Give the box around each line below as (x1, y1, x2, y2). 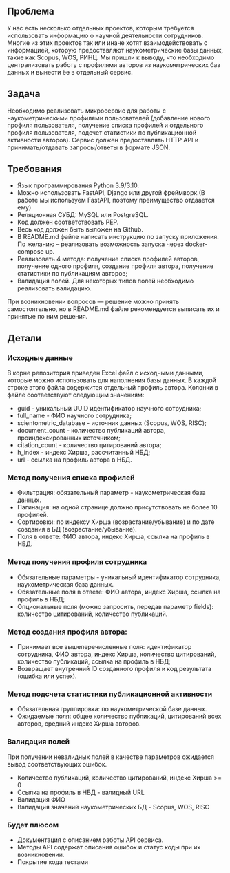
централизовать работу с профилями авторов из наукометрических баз (7, 60, 220, 68)
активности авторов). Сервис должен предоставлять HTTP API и (7, 135, 198, 144)
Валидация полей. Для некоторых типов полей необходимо (17, 276, 194, 285)
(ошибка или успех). (17, 672, 77, 680)
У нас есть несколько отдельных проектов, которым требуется (7, 24, 194, 32)
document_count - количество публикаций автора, (17, 426, 166, 435)
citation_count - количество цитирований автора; (17, 441, 162, 449)
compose (17, 247, 44, 256)
